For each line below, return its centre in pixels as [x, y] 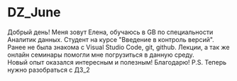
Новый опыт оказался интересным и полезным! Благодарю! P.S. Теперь [117, 62]
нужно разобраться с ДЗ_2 [49, 70]
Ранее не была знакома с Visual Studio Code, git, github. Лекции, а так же [118, 47]
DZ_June [34, 12]
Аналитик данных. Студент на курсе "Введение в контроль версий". [111, 39]
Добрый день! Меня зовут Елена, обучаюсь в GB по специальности [110, 32]
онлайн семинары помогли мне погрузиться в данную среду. [101, 55]
